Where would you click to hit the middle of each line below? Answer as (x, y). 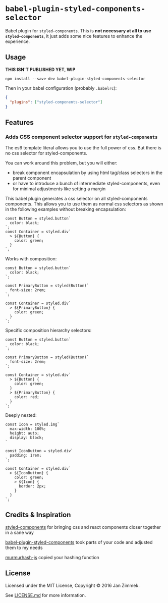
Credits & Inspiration (38, 515)
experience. (18, 41)
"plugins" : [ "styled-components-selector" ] (56, 102)
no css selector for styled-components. (46, 153)
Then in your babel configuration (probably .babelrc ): (61, 88)
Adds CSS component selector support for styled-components (81, 137)
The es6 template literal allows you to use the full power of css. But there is (83, 148)
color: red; (27, 397)
